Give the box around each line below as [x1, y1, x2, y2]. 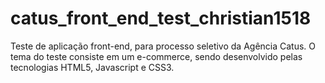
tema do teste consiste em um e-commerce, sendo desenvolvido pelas [10, 50, 303, 62]
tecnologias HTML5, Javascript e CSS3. [10, 61, 175, 73]
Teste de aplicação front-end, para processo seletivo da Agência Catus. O [10, 40, 317, 52]
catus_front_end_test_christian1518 [10, 7, 312, 30]
